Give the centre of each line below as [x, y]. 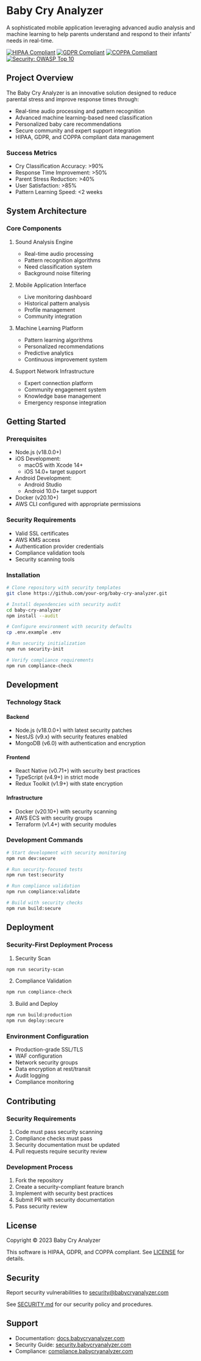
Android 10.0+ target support [61, 491]
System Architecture [47, 211]
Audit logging [32, 1075]
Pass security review [41, 1207]
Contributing [31, 1101]
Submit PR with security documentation [65, 1200]
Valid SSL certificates [42, 533]
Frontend [18, 757]
